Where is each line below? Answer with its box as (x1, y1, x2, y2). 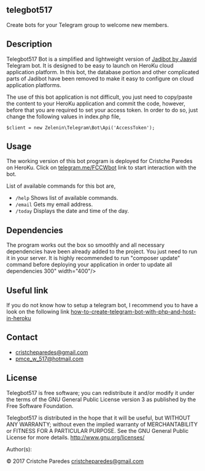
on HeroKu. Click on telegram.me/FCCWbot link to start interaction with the (6, 164, 196, 171)
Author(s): (6, 445, 33, 453)
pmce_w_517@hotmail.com (15, 355, 84, 362)
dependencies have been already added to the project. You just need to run (6, 248, 198, 255)
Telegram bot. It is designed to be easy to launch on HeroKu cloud (6, 61, 174, 69)
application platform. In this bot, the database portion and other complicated (6, 68, 199, 75)
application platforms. (6, 81, 61, 88)
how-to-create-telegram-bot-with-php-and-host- (70, 308, 196, 315)
